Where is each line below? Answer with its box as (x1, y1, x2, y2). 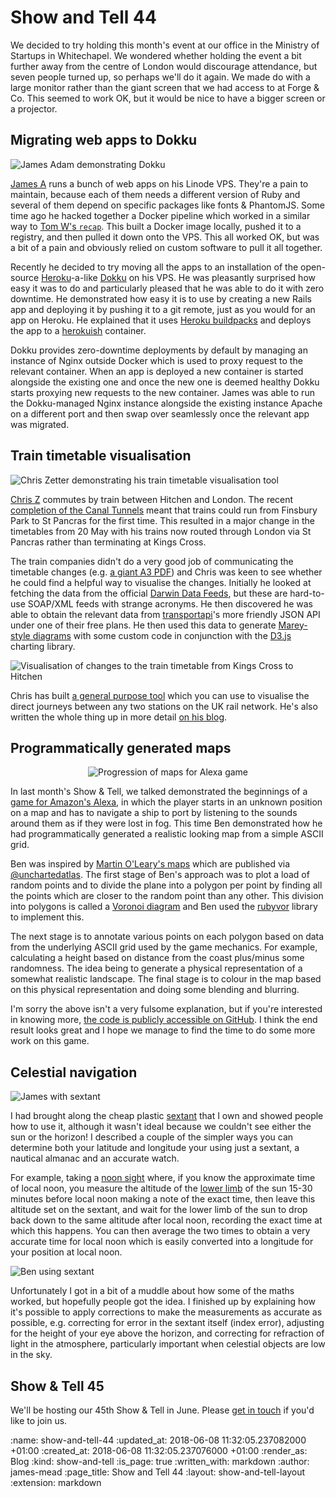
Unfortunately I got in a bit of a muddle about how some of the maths (10, 1285, 295, 1297)
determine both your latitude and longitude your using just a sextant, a (10, 1142, 300, 1154)
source (10, 271, 40, 283)
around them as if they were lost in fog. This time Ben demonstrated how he (10, 817, 323, 830)
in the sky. (10, 1349, 53, 1361)
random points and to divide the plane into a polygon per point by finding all (10, 879, 323, 891)
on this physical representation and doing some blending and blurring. (10, 984, 300, 996)
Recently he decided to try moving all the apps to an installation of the (10, 261, 299, 273)
